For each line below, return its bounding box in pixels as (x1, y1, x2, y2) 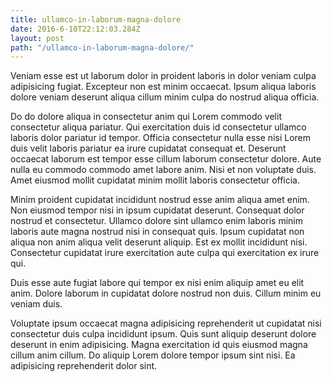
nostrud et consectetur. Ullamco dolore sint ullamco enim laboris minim (10, 215, 303, 227)
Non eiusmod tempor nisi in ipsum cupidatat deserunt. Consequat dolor (10, 204, 305, 216)
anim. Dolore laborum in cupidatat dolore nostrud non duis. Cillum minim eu (10, 287, 322, 300)
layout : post (10, 33, 65, 43)
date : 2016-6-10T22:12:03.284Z (10, 24, 141, 34)
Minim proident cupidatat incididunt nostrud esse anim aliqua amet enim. (10, 194, 310, 206)
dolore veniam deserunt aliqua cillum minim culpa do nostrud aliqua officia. (10, 91, 320, 103)
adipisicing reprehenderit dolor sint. (10, 360, 158, 372)
